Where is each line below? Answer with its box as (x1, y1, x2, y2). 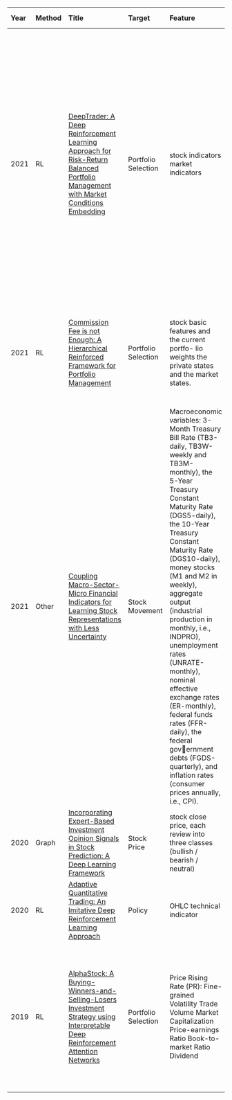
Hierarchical (68, 344, 108, 353)
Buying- (68, 977, 96, 986)
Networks (68, 1056, 100, 1065)
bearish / (168, 855, 199, 864)
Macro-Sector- (68, 580, 119, 589)
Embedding (68, 207, 106, 216)
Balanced (68, 163, 99, 172)
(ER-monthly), (168, 701, 216, 711)
